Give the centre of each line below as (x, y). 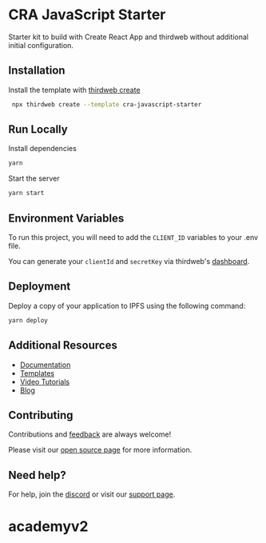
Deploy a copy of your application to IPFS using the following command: (127, 305)
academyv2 (48, 527)
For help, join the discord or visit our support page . (92, 494)
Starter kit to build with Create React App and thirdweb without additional (129, 37)
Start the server (34, 178)
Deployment (40, 287)
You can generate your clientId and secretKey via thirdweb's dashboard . (129, 261)
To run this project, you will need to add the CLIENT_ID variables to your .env (133, 237)
